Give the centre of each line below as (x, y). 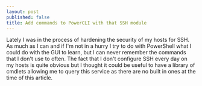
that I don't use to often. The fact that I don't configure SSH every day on (97, 59)
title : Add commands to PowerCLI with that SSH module (77, 23)
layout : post (23, 12)
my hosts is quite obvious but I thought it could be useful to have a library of (101, 65)
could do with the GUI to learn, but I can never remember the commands (96, 53)
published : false (28, 17)
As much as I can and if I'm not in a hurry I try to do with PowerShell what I (99, 46)
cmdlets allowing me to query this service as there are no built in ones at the (101, 72)
